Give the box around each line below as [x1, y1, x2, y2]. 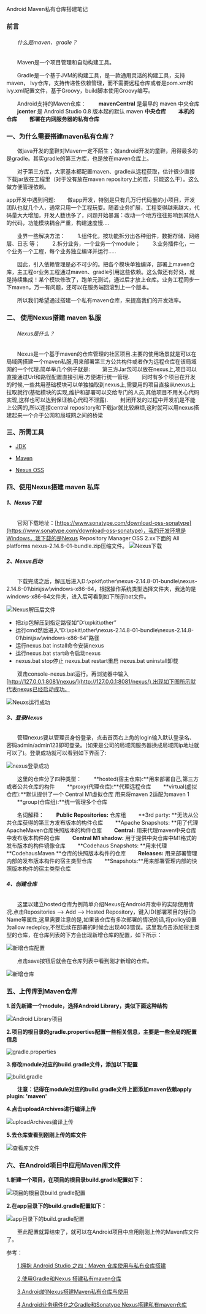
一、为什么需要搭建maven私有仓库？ [6, 132, 115, 141]
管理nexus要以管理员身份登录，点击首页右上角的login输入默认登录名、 [17, 734, 195, 741]
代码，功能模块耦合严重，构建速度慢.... [11, 220, 110, 227]
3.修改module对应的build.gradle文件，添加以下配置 [6, 1060, 138, 1068]
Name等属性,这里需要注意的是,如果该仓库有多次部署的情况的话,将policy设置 [6, 915, 197, 923]
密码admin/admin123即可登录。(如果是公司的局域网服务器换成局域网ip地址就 [6, 741, 200, 749]
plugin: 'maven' [6, 1092, 47, 1099]
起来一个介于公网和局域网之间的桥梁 [11, 411, 103, 419]
